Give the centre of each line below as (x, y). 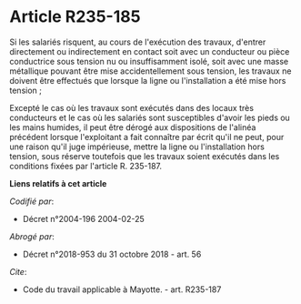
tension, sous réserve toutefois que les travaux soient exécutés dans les (145, 156)
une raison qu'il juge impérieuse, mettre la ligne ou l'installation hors (137, 147)
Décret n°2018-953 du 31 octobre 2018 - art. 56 (112, 254)
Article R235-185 (75, 17)
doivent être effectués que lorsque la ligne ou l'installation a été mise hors (148, 80)
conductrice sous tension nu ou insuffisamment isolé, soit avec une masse (149, 61)
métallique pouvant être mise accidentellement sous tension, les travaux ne (150, 71)
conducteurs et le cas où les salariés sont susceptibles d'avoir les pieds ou (150, 117)
